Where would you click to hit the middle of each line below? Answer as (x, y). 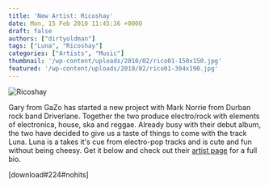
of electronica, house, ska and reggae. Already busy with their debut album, (134, 124)
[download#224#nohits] (48, 174)
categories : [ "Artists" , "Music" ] (67, 53)
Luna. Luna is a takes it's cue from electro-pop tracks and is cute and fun (130, 142)
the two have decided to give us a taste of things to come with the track (128, 133)
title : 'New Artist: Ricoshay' (61, 16)
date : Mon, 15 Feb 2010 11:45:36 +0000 (76, 23)
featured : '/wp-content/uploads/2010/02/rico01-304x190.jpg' (113, 69)
